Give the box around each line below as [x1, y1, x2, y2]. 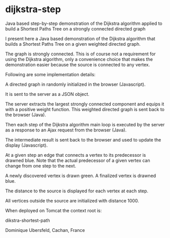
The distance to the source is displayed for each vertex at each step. [5, 188, 148, 194]
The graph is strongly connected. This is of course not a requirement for [5, 51, 156, 57]
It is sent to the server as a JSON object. [5, 91, 90, 97]
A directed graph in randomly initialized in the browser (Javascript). [5, 81, 146, 87]
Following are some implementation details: [5, 71, 96, 77]
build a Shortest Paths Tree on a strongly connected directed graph [5, 25, 146, 31]
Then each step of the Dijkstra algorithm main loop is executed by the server [5, 121, 165, 127]
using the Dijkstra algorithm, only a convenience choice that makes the [5, 56, 153, 62]
